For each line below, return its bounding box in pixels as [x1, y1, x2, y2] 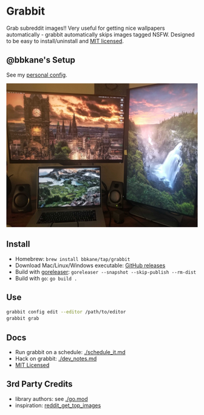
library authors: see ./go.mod [15, 395, 88, 402]
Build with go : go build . [15, 274, 78, 282]
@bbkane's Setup [6, 55, 76, 65]
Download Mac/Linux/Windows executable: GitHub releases [15, 262, 166, 269]
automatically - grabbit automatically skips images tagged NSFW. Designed [6, 30, 195, 38]
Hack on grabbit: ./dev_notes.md [15, 355, 97, 362]
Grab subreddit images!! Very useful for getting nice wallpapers [6, 24, 165, 32]
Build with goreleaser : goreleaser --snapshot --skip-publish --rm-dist [15, 268, 197, 275]
